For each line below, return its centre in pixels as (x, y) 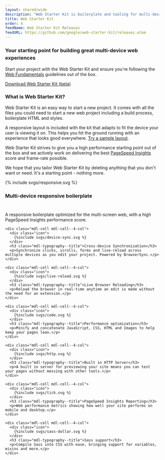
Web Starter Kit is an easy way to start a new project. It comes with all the (80, 107)
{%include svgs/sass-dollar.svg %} (50, 431)
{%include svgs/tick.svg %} (42, 392)
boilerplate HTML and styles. (34, 118)
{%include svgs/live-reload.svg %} (50, 276)
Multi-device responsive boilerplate (49, 196)
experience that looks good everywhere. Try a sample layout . (67, 138)
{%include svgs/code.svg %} (42, 315)
